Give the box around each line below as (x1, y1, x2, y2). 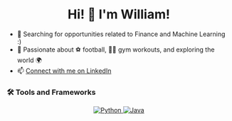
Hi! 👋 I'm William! (68, 6, 170, 23)
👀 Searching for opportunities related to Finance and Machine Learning (16, 30, 226, 38)
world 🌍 (16, 56, 42, 64)
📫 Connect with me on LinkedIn (16, 67, 112, 75)
